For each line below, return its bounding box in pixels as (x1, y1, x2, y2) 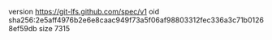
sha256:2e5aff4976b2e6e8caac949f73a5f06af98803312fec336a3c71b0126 (8, 15, 264, 25)
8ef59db (8, 24, 38, 33)
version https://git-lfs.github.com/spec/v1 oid (8, 7, 160, 16)
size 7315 (39, 24, 71, 33)
